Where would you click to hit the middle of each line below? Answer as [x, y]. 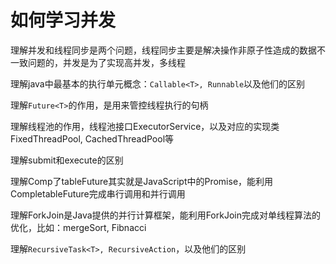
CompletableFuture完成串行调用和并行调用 [98, 193]
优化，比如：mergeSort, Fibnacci [78, 227]
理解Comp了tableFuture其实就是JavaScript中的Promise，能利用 [142, 181]
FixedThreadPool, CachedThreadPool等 [92, 138]
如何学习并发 [63, 20]
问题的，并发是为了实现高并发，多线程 [106, 62]
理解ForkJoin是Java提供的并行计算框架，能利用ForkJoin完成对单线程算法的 [165, 215]
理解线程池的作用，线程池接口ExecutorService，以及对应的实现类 [145, 126]
